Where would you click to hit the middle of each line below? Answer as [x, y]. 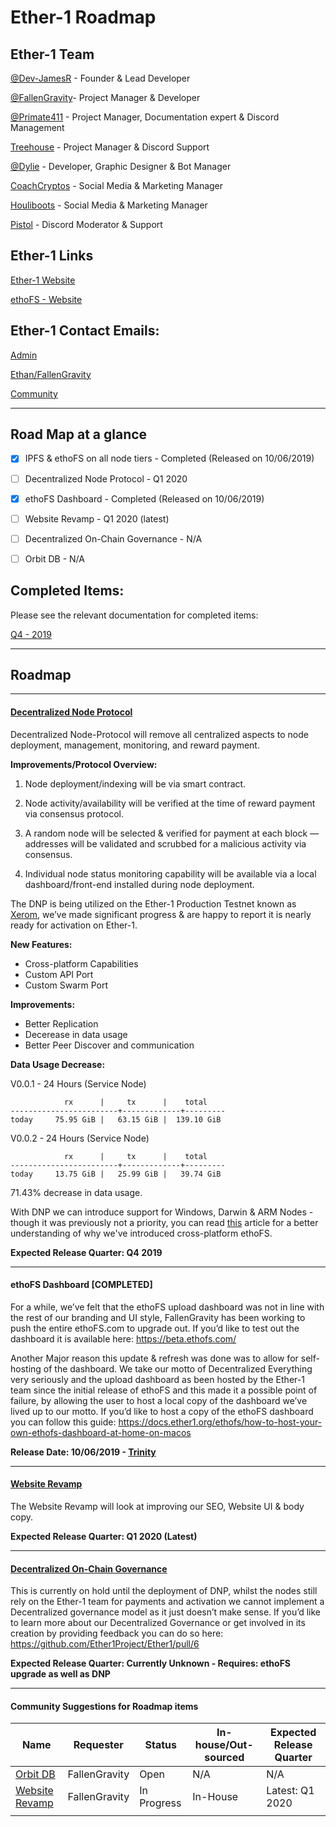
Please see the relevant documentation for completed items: [134, 615]
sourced [224, 1758]
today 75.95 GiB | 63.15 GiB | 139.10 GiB [116, 1119]
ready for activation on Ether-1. [74, 925]
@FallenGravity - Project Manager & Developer [105, 97]
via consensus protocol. [74, 813]
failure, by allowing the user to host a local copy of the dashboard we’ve [159, 1400]
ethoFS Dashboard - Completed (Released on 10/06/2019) [144, 498]
